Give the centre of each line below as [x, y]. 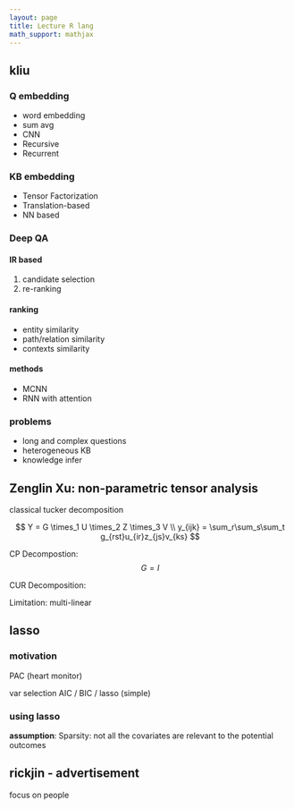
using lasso [35, 716]
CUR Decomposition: [48, 585]
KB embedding [42, 176]
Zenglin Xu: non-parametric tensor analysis [134, 488]
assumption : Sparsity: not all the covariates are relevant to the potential [142, 736]
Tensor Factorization [60, 196]
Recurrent [41, 154]
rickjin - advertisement [75, 774]
